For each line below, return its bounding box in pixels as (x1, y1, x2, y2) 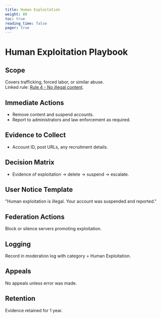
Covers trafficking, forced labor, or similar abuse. (5, 79, 104, 85)
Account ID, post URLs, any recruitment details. (12, 144, 108, 150)
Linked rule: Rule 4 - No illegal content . (5, 84, 84, 90)
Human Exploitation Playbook (5, 47, 128, 58)
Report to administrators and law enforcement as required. (12, 116, 131, 123)
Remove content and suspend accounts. (12, 111, 94, 117)
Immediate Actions (5, 99, 64, 107)
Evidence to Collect (5, 131, 66, 139)
